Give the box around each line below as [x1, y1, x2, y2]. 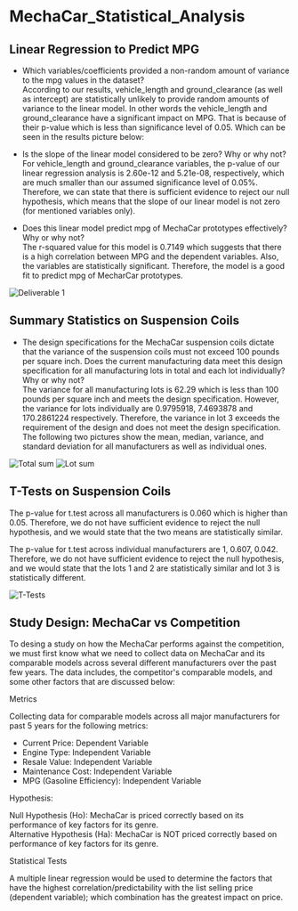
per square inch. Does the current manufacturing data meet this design [21, 355, 283, 366]
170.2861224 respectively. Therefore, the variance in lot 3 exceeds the [21, 412, 280, 423]
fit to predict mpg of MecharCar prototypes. [21, 270, 184, 281]
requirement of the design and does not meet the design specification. [21, 421, 281, 433]
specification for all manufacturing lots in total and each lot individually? [21, 365, 286, 376]
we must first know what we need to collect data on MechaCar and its [9, 648, 265, 659]
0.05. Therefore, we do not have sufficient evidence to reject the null [9, 517, 261, 527]
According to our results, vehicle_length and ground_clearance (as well [21, 85, 283, 94]
